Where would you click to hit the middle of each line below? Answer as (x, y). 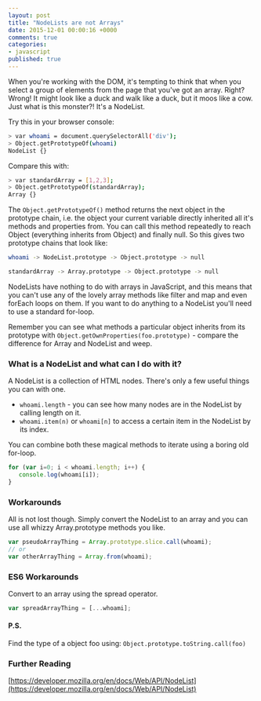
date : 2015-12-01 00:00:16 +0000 (63, 30)
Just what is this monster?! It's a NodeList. (76, 106)
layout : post (29, 15)
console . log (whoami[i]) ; (59, 475)
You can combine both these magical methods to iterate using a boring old (129, 445)
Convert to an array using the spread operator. (83, 594)
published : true (34, 60)
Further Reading (40, 664)
